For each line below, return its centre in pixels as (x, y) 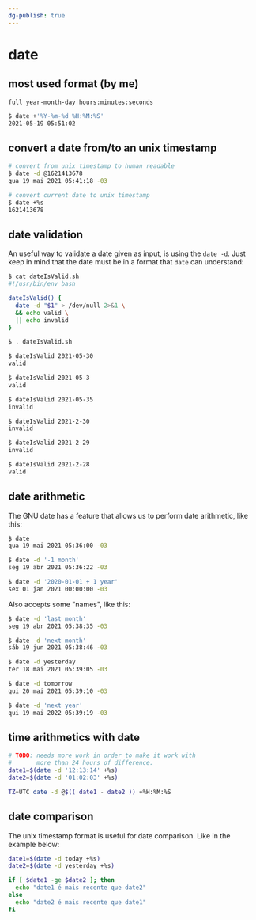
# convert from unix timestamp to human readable (92, 166)
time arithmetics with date (74, 737)
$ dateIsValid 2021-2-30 (49, 421)
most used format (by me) (73, 84)
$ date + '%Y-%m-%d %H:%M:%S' (56, 116)
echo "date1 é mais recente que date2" (81, 888)
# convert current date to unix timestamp (79, 195)
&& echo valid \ (42, 313)
